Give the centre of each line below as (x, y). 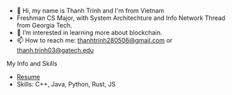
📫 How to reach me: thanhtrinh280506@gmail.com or (94, 40)
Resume (28, 77)
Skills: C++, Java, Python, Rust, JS (66, 84)
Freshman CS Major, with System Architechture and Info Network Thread (121, 18)
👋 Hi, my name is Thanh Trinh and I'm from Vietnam (90, 11)
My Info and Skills (32, 63)
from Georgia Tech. (44, 25)
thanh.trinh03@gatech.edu (55, 50)
